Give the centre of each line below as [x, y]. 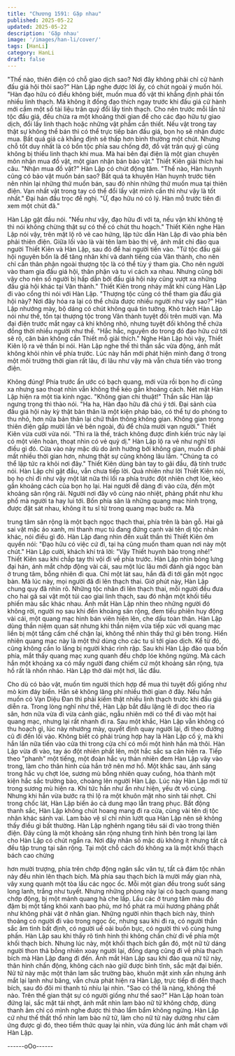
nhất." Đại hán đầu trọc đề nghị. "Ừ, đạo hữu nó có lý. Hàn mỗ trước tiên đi [114, 198]
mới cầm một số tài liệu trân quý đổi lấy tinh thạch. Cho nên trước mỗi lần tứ [116, 109]
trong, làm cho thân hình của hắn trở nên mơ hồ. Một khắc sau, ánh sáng [112, 766]
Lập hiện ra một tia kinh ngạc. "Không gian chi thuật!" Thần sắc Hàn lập [110, 396]
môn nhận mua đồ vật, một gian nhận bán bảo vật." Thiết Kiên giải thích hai [115, 161]
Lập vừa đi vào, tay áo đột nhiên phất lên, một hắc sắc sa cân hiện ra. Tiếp [115, 751]
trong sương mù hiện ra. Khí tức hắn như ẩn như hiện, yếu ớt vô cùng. [107, 788]
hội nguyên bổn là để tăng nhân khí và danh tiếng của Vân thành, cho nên [113, 256]
